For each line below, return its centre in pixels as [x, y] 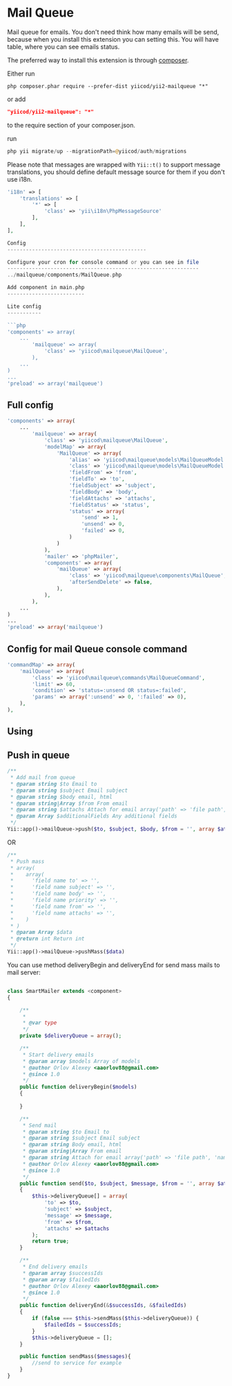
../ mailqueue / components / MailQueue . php [65, 275]
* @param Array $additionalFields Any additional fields [94, 816]
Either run [21, 73]
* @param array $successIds [63, 1273]
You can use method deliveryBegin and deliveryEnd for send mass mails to [114, 964]
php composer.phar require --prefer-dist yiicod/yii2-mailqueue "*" [108, 86]
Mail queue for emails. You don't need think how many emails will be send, [113, 32]
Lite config [24, 306]
